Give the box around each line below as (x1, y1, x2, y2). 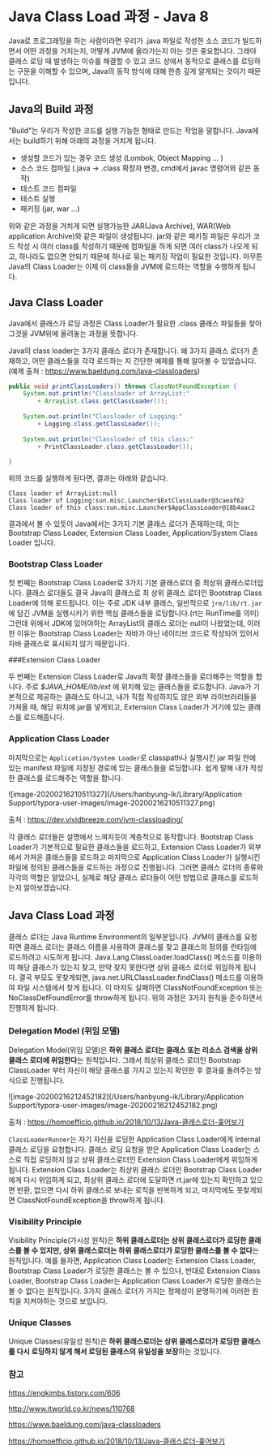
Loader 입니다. (8, 537, 56, 548)
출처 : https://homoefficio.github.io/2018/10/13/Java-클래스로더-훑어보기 (8, 1117, 244, 1127)
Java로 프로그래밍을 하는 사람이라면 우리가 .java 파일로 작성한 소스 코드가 (8, 36, 241, 45)
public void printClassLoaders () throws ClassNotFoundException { (8, 382, 237, 390)
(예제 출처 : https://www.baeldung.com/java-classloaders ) (8, 366, 201, 376)
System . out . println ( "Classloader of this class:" (23, 435, 194, 443)
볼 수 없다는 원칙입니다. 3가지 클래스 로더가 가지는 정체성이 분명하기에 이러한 (8, 1286, 251, 1296)
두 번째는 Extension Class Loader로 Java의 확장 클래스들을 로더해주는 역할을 (8, 671, 254, 682)
